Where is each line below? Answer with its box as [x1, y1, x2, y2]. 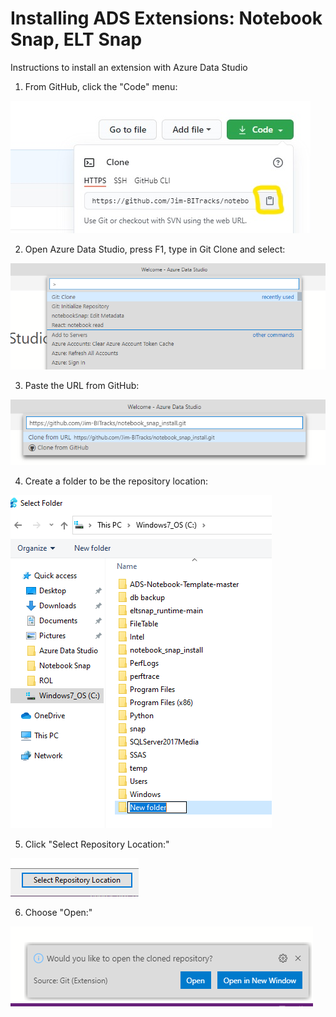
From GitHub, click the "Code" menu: [24, 80, 178, 92]
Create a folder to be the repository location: [24, 475, 208, 487]
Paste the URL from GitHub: [24, 379, 140, 391]
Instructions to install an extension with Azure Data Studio [10, 61, 248, 73]
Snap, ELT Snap [10, 28, 143, 51]
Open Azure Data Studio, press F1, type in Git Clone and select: [24, 243, 286, 255]
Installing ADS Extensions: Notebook [10, 7, 323, 30]
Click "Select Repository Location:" [24, 838, 170, 851]
